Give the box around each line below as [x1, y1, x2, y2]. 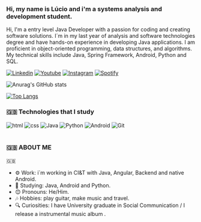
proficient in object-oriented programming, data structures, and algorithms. [6, 45, 193, 52]
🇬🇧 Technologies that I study [6, 107, 94, 116]
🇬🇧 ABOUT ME [6, 143, 52, 152]
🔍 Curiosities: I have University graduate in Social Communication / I [14, 202, 185, 209]
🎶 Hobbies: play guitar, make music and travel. [14, 194, 130, 202]
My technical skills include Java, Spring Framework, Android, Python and [6, 52, 187, 59]
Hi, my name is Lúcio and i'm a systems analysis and [6, 5, 162, 13]
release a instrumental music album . [14, 210, 106, 217]
